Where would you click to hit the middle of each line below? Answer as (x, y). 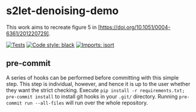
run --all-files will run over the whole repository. (86, 103)
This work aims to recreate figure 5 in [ (53, 27)
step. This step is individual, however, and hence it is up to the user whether (98, 84)
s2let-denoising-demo (62, 11)
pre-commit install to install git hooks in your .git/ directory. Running (92, 96)
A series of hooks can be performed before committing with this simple (92, 77)
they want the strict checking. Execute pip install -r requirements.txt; (96, 90)
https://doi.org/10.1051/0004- (135, 27)
